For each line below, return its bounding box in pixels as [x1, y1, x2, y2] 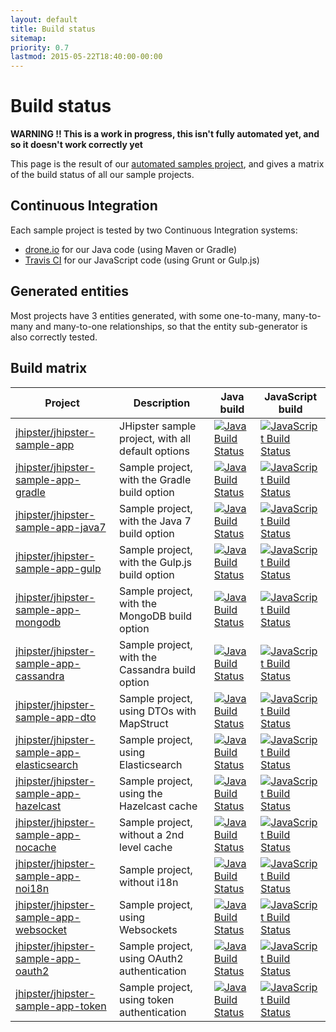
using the [119, 786, 163, 800]
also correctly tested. [10, 331, 98, 343]
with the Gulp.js [119, 555, 193, 569]
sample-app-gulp [15, 561, 102, 575]
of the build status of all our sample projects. [10, 169, 195, 181]
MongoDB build [119, 609, 193, 623]
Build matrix [10, 360, 88, 377]
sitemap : [10, 33, 47, 43]
